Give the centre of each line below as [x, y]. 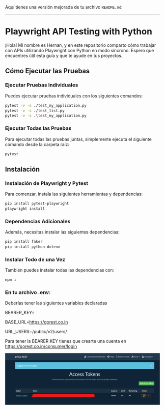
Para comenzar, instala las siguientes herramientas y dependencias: [74, 194]
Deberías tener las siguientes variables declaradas [56, 303]
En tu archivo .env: [28, 292]
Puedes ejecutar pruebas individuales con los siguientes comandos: [74, 96]
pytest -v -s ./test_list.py [35, 111]
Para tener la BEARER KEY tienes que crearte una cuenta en [66, 341]
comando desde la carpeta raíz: [37, 144]
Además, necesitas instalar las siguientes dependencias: [62, 232]
